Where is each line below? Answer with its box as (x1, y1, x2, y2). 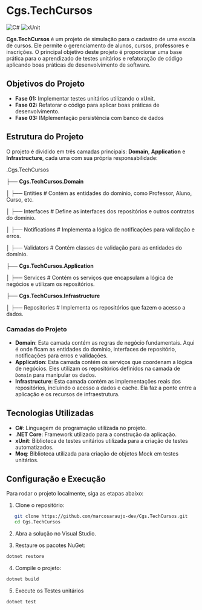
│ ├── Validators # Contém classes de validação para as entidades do (6, 244, 183, 251)
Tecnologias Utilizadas (6, 408, 94, 419)
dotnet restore (6, 554, 45, 560)
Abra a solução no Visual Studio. (15, 530, 97, 537)
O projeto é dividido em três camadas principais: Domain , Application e (6, 148, 186, 155)
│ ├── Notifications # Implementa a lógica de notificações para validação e (6, 225, 195, 233)
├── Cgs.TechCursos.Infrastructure (6, 292, 100, 299)
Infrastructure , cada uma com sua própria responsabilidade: (6, 154, 158, 161)
